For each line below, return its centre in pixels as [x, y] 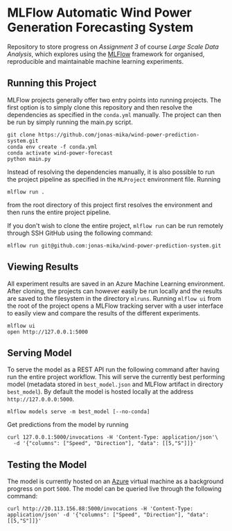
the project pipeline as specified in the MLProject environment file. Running [114, 179]
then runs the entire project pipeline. [59, 212]
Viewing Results [43, 267]
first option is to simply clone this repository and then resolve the [100, 107]
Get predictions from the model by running [68, 425]
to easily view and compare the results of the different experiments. [104, 313]
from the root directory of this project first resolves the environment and [110, 204]
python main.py [29, 159]
